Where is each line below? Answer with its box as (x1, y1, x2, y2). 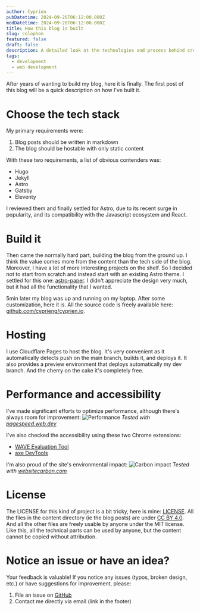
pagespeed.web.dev (6, 420, 57, 427)
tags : (6, 53, 20, 59)
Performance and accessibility (6, 388, 161, 402)
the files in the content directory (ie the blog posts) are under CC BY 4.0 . (6, 514, 185, 521)
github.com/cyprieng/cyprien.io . (6, 308, 85, 315)
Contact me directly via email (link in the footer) (14, 598, 132, 604)
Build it (6, 232, 42, 246)
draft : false (6, 42, 39, 48)
